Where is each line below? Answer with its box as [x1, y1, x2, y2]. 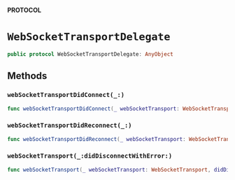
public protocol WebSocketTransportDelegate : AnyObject [7, 50, 173, 58]
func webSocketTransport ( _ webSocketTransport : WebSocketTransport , [7, 166, 211, 173]
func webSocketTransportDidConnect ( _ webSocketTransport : [7, 105, 180, 112]
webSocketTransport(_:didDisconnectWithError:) [7, 152, 173, 160]
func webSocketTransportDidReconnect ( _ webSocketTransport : [7, 135, 187, 142]
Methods [7, 70, 48, 82]
